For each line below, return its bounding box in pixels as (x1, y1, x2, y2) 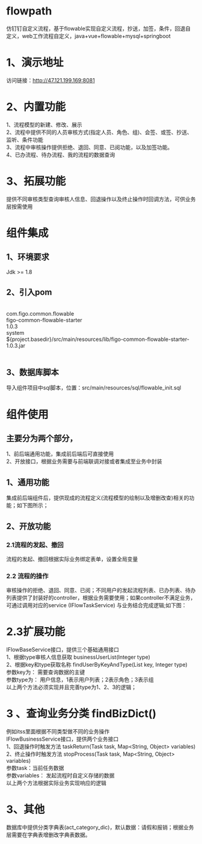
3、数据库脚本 (6, 367, 59, 377)
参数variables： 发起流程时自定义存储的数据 (6, 772, 115, 779)
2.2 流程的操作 (6, 572, 49, 580)
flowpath (6, 4, 52, 18)
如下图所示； (16, 502, 49, 509)
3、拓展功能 (6, 174, 66, 188)
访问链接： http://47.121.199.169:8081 (6, 76, 95, 84)
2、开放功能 (6, 521, 51, 531)
